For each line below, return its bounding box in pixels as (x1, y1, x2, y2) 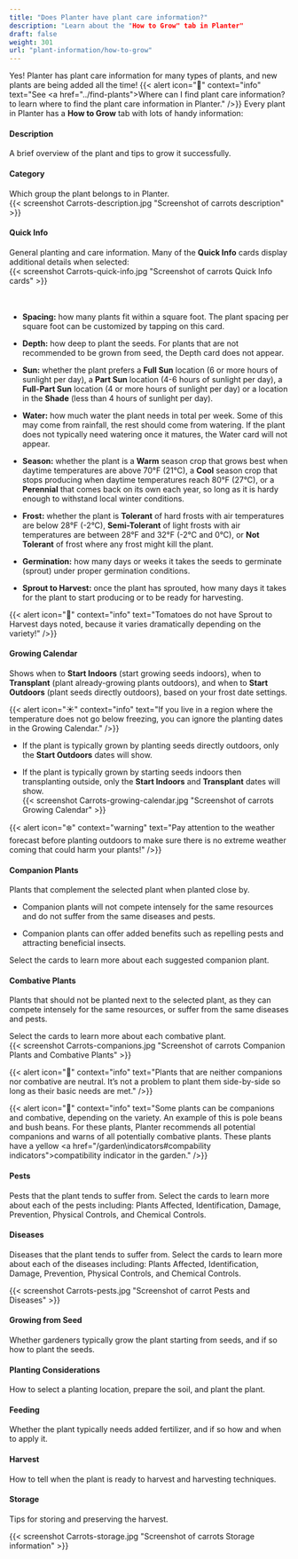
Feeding (9, 1404, 40, 1415)
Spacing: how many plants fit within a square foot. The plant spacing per (21, 311, 289, 322)
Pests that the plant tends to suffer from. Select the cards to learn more (9, 1190, 270, 1201)
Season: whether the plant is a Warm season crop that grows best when (21, 455, 288, 466)
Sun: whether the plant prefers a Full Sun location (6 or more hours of (21, 365, 278, 375)
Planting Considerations (9, 1364, 100, 1375)
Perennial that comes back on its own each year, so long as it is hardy (21, 484, 279, 494)
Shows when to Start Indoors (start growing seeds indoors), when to (9, 667, 262, 679)
